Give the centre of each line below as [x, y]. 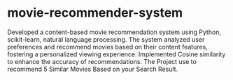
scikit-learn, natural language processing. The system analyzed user [106, 39]
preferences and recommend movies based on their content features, [107, 47]
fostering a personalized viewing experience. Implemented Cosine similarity [116, 54]
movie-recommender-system [95, 13]
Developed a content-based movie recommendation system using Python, [114, 32]
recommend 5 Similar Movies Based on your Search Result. [93, 69]
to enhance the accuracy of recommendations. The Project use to [102, 61]
